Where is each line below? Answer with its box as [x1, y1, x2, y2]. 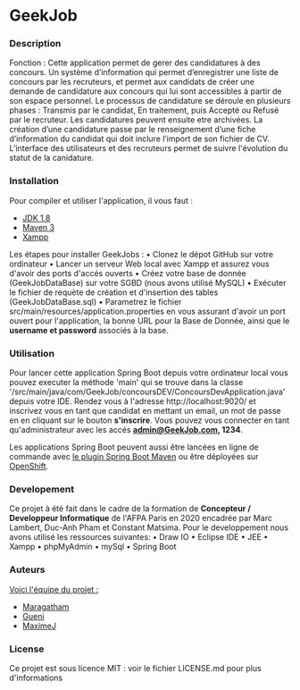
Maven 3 [21, 222, 55, 232]
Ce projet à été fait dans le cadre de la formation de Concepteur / [9, 503, 252, 514]
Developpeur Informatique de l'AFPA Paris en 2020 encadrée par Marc [9, 513, 272, 524]
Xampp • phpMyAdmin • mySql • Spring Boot [9, 542, 177, 552]
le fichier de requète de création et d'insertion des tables [9, 287, 219, 298]
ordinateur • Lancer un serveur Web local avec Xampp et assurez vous [9, 258, 270, 269]
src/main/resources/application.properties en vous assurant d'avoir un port [9, 306, 286, 316]
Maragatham [21, 601, 70, 612]
